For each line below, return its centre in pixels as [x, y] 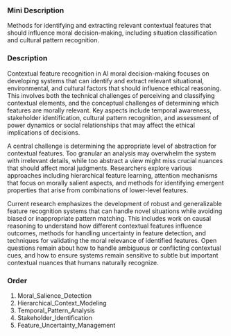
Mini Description [36, 10]
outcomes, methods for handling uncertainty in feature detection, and [107, 233]
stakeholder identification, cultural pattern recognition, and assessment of [113, 117]
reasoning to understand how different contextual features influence [105, 226]
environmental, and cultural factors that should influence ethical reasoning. [114, 88]
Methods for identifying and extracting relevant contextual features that [109, 26]
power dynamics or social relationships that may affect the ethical [101, 125]
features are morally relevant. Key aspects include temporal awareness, [109, 110]
